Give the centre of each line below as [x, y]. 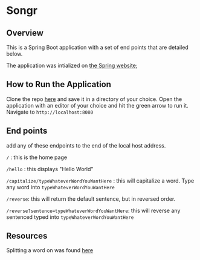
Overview [25, 33]
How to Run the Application [59, 84]
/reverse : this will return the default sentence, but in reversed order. [91, 199]
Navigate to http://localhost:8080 [50, 112]
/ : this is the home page [37, 157]
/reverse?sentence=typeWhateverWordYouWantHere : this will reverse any [93, 210]
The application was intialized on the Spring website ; [72, 65]
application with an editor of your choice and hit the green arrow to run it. [97, 105]
